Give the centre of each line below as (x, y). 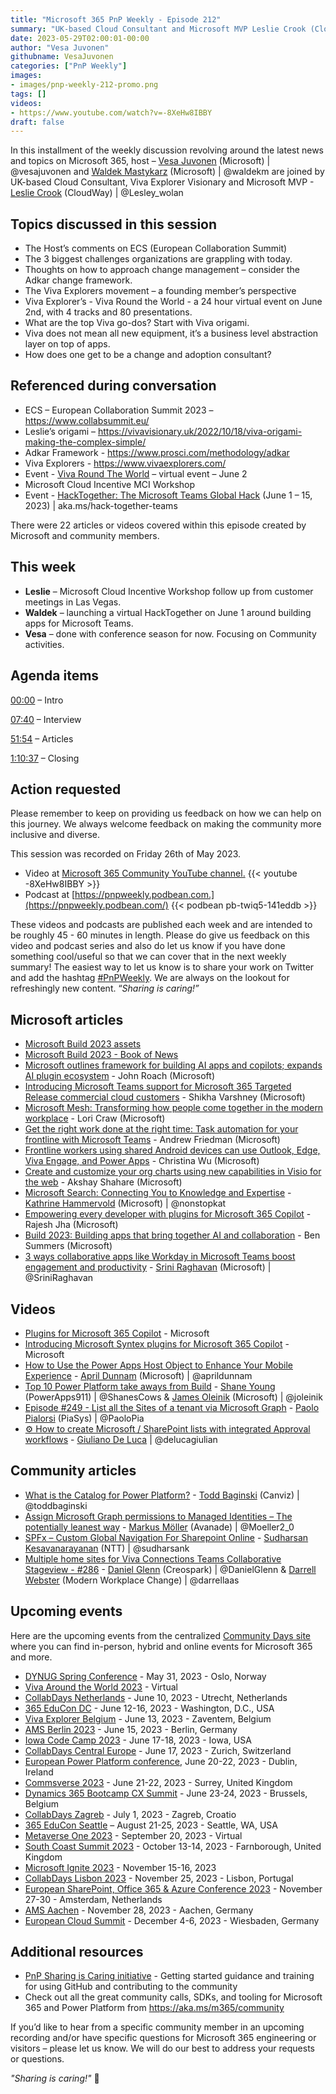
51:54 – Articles (42, 738)
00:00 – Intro (37, 700)
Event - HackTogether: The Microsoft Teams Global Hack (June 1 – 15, (168, 495)
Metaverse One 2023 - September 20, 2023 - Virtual (133, 1835)
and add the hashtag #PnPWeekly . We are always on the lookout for (150, 978)
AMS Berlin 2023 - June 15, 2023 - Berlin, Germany (131, 1729)
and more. (31, 1657)
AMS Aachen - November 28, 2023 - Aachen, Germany (139, 1910)
